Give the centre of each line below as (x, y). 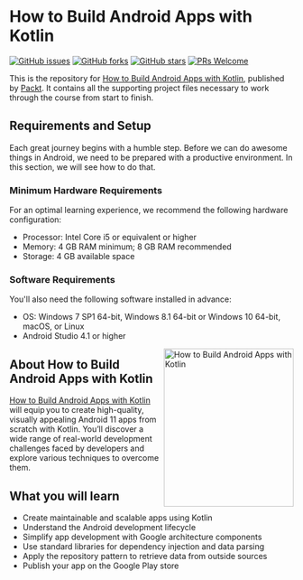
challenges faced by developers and (77, 448)
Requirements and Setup (80, 126)
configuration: (35, 220)
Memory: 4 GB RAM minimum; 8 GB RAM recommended (127, 247)
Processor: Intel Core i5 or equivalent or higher (109, 238)
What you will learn (64, 496)
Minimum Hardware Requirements (86, 190)
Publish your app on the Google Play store (101, 566)
